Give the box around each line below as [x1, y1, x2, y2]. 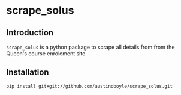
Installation [6, 67, 49, 78]
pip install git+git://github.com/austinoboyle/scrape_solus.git [6, 83, 173, 89]
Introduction [6, 28, 54, 38]
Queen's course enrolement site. [6, 50, 87, 57]
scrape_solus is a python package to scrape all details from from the [6, 43, 175, 51]
